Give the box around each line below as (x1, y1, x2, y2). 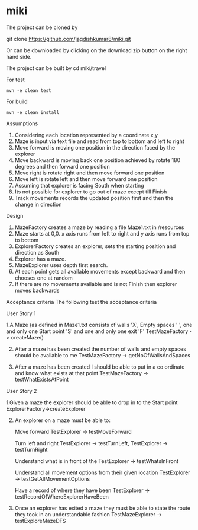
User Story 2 (6, 387, 37, 394)
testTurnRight (14, 446, 48, 453)
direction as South (14, 249, 60, 256)
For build (6, 98, 28, 105)
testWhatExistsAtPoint (14, 376, 69, 383)
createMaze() (11, 334, 44, 341)
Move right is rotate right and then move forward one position (14, 169, 165, 176)
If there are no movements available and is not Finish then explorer (14, 280, 177, 287)
